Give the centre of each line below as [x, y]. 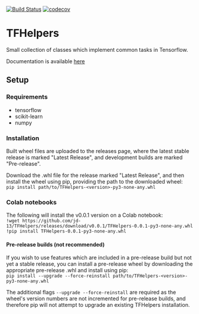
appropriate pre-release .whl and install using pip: [67, 271]
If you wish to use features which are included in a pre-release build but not [99, 258]
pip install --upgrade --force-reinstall [58, 276]
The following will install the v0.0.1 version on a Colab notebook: [85, 215]
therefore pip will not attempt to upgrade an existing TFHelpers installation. [98, 305]
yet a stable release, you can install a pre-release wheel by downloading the [99, 264]
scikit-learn [29, 116]
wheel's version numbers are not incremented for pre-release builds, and [96, 299]
